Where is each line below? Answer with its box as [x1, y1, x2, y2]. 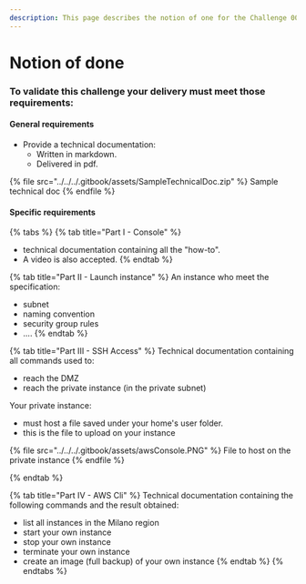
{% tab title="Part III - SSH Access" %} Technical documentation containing [9, 346, 294, 357]
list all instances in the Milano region [22, 518, 159, 529]
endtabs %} [22, 566, 68, 577]
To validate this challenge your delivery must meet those [9, 85, 266, 97]
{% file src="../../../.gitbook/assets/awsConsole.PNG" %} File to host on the [9, 445, 291, 456]
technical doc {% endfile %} [9, 186, 116, 196]
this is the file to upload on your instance [22, 428, 176, 438]
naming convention [22, 308, 96, 319]
